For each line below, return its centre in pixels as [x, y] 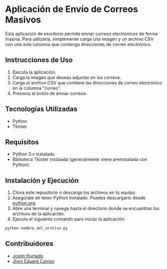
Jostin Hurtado [28, 255]
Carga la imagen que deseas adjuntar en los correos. [67, 77]
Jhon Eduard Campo [33, 261]
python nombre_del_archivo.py [37, 228]
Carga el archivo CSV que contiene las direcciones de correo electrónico [87, 82]
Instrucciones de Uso [39, 60]
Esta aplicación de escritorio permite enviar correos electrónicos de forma [82, 33]
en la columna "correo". [37, 88]
